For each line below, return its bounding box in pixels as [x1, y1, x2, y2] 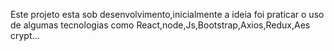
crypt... [10, 30, 40, 41]
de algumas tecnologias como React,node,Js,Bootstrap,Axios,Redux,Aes [10, 19, 311, 31]
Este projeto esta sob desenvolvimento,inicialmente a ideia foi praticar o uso [10, 9, 325, 20]
